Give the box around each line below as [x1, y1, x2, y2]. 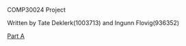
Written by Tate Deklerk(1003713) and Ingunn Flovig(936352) [7, 19, 180, 26]
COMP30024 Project [7, 6, 66, 14]
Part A [7, 32, 25, 40]
